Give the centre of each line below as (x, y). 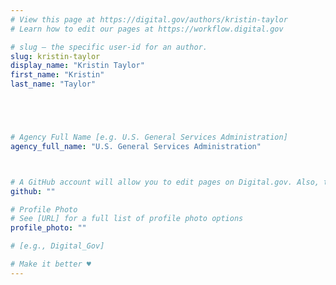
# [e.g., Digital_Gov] (57, 246)
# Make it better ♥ (51, 264)
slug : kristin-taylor (55, 56)
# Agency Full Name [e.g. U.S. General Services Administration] (149, 137)
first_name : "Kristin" (57, 75)
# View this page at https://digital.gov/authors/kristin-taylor (149, 19)
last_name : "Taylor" (53, 84)
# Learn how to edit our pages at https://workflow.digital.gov (147, 29)
